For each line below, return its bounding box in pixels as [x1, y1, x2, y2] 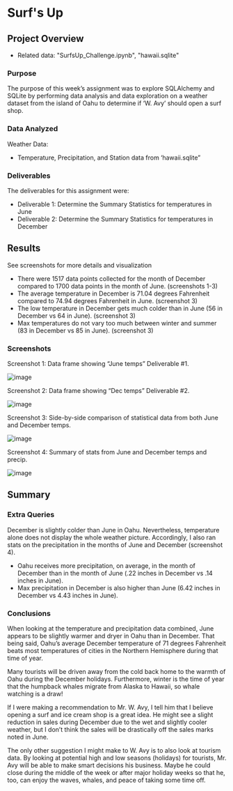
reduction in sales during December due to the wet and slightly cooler [7, 718, 207, 726]
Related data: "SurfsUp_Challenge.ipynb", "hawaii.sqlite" [17, 51, 179, 59]
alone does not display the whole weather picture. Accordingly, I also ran [7, 533, 216, 542]
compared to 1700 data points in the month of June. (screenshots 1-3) [17, 282, 218, 290]
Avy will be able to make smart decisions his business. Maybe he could [7, 761, 211, 769]
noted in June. [7, 732, 49, 741]
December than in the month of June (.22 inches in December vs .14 [17, 569, 214, 577]
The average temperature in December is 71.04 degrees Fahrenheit [17, 289, 210, 298]
